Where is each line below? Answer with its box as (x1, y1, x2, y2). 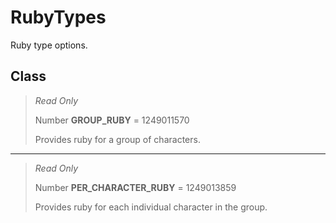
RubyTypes (10, 6, 107, 29)
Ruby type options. (10, 39, 88, 51)
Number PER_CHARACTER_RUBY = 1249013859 (34, 181, 237, 193)
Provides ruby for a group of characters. (34, 133, 201, 145)
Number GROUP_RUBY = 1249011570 (34, 114, 190, 126)
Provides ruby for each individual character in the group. (34, 201, 268, 213)
